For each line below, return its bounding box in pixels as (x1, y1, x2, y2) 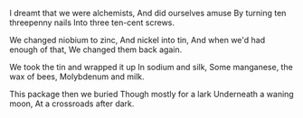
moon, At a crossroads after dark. (9, 98, 135, 109)
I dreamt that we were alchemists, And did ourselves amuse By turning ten (9, 8, 287, 18)
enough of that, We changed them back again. (9, 44, 183, 55)
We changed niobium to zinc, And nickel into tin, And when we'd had (9, 35, 266, 45)
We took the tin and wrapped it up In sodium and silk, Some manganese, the (9, 62, 294, 72)
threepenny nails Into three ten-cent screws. (9, 17, 175, 28)
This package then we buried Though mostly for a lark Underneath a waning (9, 89, 294, 99)
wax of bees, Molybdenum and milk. (9, 71, 145, 82)
